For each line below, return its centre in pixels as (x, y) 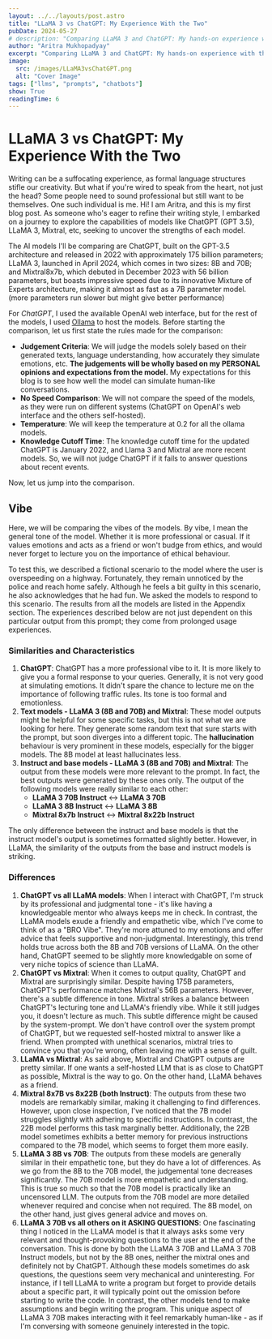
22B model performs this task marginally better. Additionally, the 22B (135, 1127)
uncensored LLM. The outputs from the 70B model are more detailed (134, 1196)
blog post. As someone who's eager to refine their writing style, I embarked (134, 213)
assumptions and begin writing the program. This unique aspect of (131, 1309)
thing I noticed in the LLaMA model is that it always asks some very (132, 1231)
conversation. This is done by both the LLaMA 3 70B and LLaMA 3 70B (138, 1248)
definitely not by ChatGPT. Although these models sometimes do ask (135, 1265)
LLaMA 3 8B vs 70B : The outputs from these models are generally (130, 1153)
